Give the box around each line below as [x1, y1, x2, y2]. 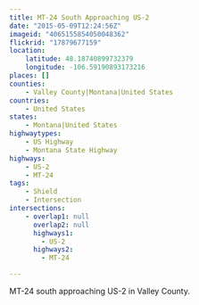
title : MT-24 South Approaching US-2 [9, 12, 150, 22]
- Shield [25, 187, 58, 196]
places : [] [9, 71, 50, 80]
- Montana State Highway [25, 145, 118, 154]
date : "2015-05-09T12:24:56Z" [9, 21, 122, 30]
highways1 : [32, 228, 74, 237]
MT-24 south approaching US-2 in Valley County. [9, 286, 190, 296]
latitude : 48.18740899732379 [25, 54, 134, 63]
